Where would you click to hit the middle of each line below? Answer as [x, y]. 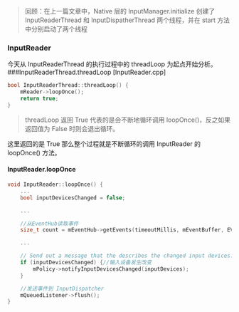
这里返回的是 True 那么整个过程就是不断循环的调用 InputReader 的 [104, 144]
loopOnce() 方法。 [34, 152]
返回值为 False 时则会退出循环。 [72, 128]
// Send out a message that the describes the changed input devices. [127, 256]
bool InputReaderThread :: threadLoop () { [68, 85]
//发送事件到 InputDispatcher [62, 288]
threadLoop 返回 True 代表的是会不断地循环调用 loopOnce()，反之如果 [128, 120]
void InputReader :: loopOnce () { [55, 184]
